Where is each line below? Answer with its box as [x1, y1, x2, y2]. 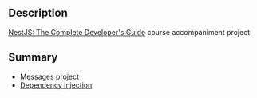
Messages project [19, 72, 80, 81]
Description [8, 6, 68, 20]
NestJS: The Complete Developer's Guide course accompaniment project [8, 27, 250, 37]
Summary [8, 51, 58, 65]
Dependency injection [19, 80, 93, 90]
